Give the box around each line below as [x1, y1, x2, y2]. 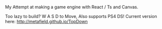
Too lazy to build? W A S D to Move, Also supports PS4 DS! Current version [5, 14, 157, 19]
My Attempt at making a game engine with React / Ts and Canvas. [5, 4, 138, 10]
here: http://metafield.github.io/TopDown [5, 19, 88, 24]
